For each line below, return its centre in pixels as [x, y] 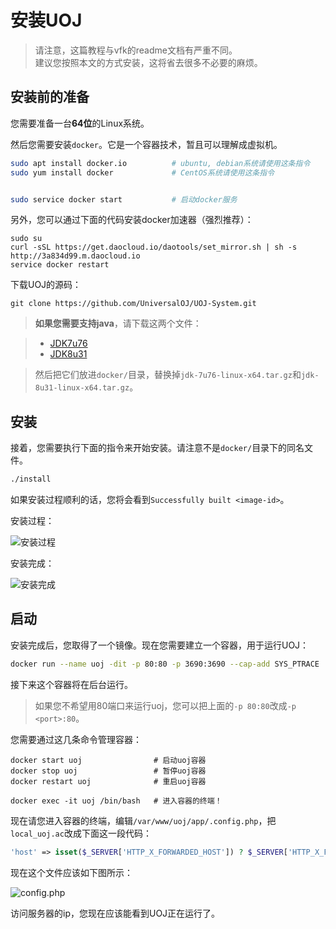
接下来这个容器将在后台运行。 [71, 684]
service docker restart [60, 265]
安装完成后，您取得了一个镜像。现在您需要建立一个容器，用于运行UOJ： [160, 645]
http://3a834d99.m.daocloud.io [75, 256]
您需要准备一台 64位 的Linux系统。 [80, 123]
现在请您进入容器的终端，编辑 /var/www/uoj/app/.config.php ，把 [143, 820]
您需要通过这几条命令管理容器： [76, 739]
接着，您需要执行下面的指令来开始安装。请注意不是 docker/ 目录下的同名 [157, 448]
